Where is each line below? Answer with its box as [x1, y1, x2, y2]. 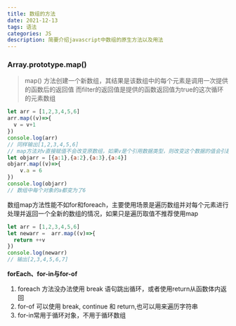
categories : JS [7, 30, 52, 37]
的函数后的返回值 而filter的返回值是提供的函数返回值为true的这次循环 [24, 85, 224, 94]
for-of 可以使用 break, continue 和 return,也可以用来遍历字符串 [17, 302, 199, 311]
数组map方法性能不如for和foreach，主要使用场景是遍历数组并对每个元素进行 [7, 200, 229, 208]
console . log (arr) [7, 134, 58, 142]
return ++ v [13, 237, 46, 244]
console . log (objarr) [7, 180, 68, 187]
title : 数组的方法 [7, 10, 56, 18]
